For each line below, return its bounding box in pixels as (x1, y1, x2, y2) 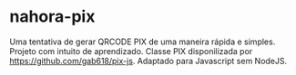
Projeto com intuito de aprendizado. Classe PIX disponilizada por (9, 45, 253, 56)
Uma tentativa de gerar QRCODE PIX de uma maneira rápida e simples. (9, 36, 276, 47)
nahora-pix (9, 6, 96, 27)
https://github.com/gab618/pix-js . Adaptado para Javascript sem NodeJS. (9, 55, 288, 66)
